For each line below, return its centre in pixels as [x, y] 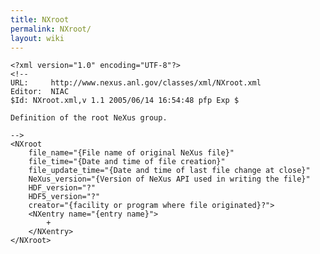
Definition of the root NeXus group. [89, 118]
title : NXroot [40, 19]
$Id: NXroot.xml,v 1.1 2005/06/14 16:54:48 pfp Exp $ [125, 101]
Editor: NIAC [40, 92]
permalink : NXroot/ [51, 29]
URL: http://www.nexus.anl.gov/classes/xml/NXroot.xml [136, 83]
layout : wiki [37, 38]
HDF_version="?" [62, 188]
